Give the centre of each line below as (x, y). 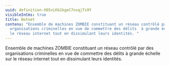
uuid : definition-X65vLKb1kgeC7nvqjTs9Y (49, 10)
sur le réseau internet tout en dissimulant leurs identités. (64, 59)
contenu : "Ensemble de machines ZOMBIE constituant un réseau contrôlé (82, 24)
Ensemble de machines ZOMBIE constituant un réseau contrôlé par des (79, 48)
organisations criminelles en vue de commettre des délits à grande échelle (83, 53)
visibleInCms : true (26, 15)
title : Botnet (20, 19)
